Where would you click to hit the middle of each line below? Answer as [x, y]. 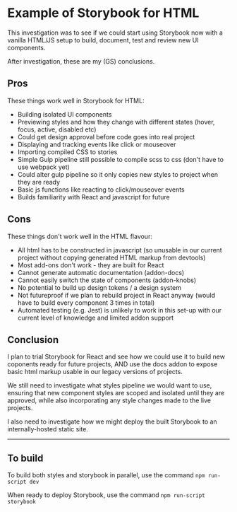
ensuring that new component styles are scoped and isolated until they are [116, 393]
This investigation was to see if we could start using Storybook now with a [115, 33]
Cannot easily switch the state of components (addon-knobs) [107, 280]
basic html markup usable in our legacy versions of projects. [95, 372]
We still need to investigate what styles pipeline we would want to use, [110, 385]
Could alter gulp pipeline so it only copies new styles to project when [118, 174]
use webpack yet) [44, 167]
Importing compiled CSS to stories [67, 152]
